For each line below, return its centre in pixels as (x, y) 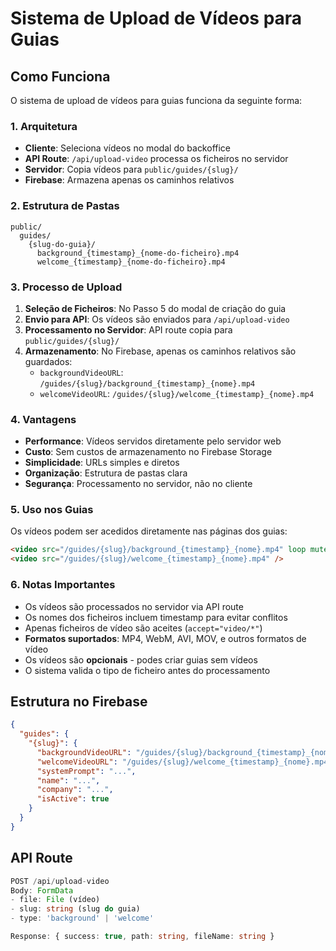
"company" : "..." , (75, 790)
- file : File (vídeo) (55, 900)
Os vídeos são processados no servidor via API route (134, 606)
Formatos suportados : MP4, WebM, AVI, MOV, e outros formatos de (165, 638)
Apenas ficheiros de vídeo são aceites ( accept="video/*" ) (143, 628)
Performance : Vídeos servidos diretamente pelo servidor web (153, 441)
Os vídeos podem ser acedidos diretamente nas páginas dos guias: (149, 531)
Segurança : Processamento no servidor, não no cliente (138, 484)
